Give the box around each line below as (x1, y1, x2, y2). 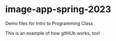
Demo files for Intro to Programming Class (5, 20, 93, 26)
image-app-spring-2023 (5, 4, 111, 15)
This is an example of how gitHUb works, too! (5, 30, 100, 36)
